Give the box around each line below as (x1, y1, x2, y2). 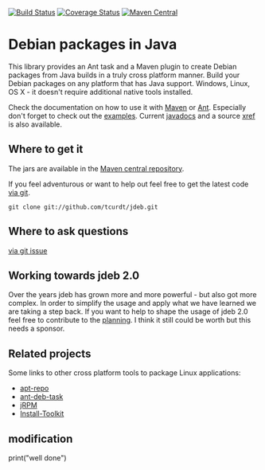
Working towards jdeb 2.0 (8, 268, 140, 282)
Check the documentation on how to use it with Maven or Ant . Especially (8, 102, 247, 112)
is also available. (8, 119, 62, 129)
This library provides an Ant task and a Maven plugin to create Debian (8, 61, 237, 71)
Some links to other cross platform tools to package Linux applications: (8, 368, 241, 378)
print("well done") (8, 453, 67, 462)
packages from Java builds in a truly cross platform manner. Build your (8, 70, 240, 80)
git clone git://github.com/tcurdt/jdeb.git (8, 203, 158, 211)
